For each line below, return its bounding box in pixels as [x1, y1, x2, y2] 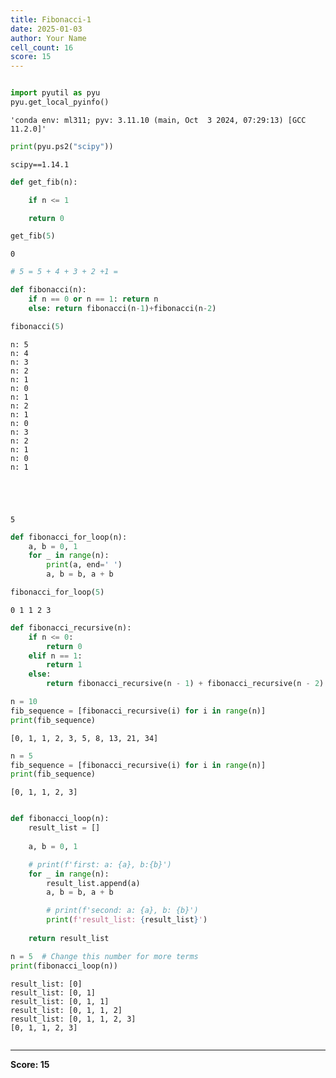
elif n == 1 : [28, 651, 83, 661]
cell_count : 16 [10, 42, 74, 53]
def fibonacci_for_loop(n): [10, 532, 128, 542]
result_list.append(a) [46, 878, 141, 888]
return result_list [28, 933, 110, 943]
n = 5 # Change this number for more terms [10, 951, 199, 961]
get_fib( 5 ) [10, 231, 56, 241]
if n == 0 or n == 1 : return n [28, 294, 159, 304]
